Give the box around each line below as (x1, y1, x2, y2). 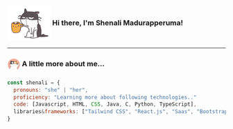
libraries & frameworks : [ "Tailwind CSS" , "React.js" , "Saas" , (13, 108, 194, 115)
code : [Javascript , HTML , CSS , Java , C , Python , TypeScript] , (13, 101, 197, 108)
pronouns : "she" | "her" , (13, 86, 89, 93)
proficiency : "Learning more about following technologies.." (13, 94, 197, 101)
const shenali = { (7, 79, 60, 86)
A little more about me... (21, 59, 105, 69)
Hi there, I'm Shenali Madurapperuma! (51, 18, 184, 28)
